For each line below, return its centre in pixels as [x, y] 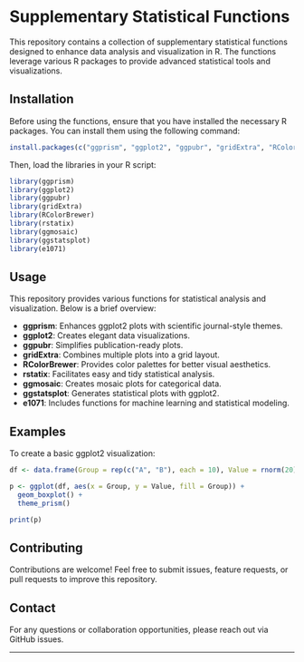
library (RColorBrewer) [52, 215]
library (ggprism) [42, 181]
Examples [38, 431]
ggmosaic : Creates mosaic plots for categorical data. [122, 384]
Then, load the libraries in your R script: [83, 164]
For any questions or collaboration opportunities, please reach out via [139, 630]
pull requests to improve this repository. [83, 579]
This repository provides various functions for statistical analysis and [138, 299]
